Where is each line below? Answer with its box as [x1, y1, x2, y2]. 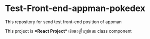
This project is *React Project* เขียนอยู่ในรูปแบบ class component [5, 28, 132, 34]
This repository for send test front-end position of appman [5, 19, 122, 25]
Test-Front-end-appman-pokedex [5, 3, 146, 14]
